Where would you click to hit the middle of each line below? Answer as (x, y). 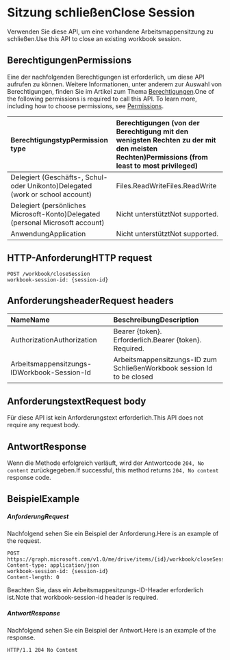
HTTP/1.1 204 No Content (42, 650)
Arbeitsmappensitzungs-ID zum (165, 359)
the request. (24, 541)
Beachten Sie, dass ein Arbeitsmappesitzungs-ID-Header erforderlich (105, 590)
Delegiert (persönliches (48, 205)
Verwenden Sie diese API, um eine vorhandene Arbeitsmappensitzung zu (110, 31)
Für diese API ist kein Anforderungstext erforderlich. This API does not (105, 418)
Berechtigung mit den (152, 131)
